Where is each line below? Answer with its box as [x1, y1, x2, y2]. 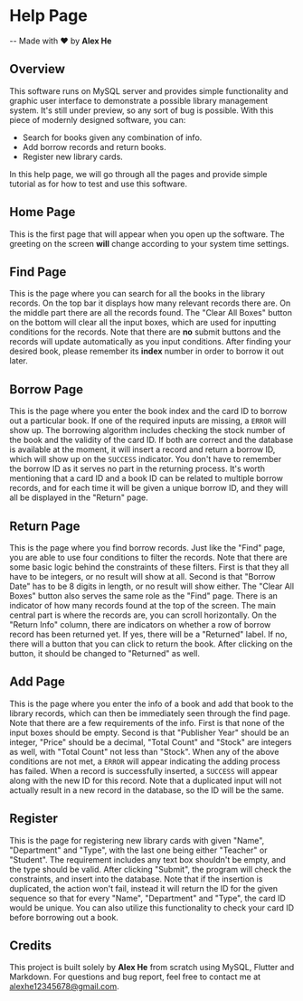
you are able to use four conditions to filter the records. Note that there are [9, 552, 288, 562]
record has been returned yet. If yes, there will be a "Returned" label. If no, [9, 629, 288, 639]
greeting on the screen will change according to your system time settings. [9, 238, 289, 249]
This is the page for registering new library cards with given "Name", [9, 835, 265, 845]
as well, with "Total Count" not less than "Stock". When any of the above [9, 746, 279, 757]
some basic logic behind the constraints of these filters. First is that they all [9, 562, 289, 572]
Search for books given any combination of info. [22, 132, 203, 143]
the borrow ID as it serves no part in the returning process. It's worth [9, 463, 265, 475]
